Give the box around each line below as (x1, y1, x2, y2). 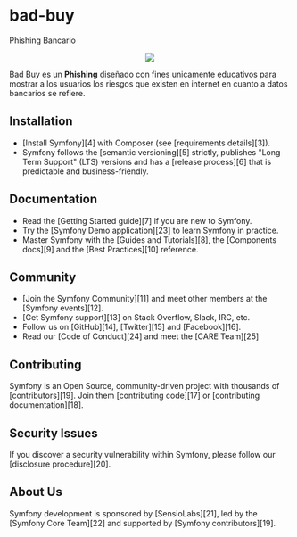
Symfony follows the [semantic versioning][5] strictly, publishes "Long (21, 146, 281, 157)
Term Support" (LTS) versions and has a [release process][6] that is (21, 156, 272, 167)
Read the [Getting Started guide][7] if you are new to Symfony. (21, 215, 252, 226)
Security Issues (9, 425, 98, 441)
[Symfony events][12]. (21, 302, 104, 313)
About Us (9, 484, 62, 500)
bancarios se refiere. (9, 87, 87, 98)
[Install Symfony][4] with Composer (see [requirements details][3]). (21, 137, 270, 148)
